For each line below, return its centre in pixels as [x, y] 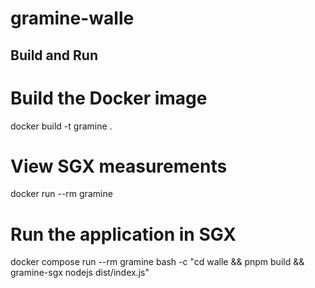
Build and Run [54, 55]
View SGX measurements [119, 166]
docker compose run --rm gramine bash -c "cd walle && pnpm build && [157, 262]
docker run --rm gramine [61, 194]
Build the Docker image [109, 98]
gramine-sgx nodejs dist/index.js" [80, 273]
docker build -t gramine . [61, 126]
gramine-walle [72, 18]
